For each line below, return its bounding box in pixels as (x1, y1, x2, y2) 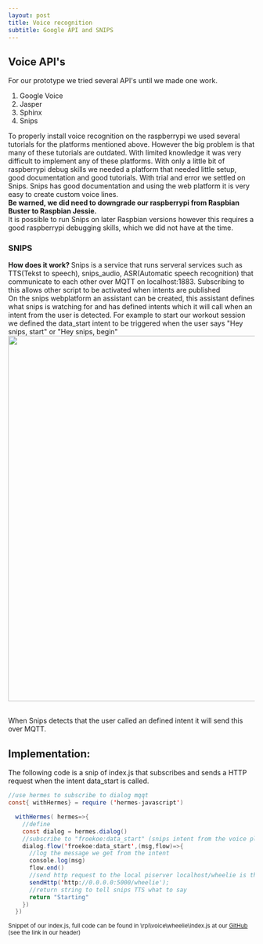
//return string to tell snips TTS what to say (28, 886, 188, 894)
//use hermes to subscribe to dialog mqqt (8, 792, 149, 800)
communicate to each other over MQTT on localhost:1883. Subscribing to (8, 277, 245, 286)
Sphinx (19, 108, 42, 118)
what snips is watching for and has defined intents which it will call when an (8, 302, 253, 312)
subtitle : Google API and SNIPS (8, 26, 113, 34)
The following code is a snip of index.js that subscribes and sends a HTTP (8, 768, 247, 778)
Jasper (19, 100, 43, 109)
